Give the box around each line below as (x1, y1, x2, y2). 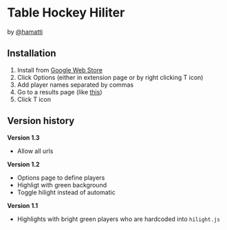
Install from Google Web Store (17, 65, 103, 74)
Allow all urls (17, 147, 54, 155)
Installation (7, 48, 56, 59)
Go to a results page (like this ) (17, 87, 102, 96)
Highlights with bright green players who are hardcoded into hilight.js (17, 215, 220, 223)
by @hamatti (7, 28, 43, 36)
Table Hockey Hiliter (7, 5, 125, 21)
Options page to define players (17, 174, 105, 182)
